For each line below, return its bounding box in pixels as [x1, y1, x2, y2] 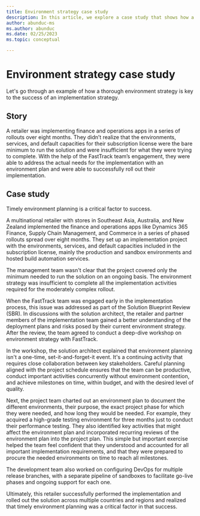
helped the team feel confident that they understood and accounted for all [6, 441, 189, 448]
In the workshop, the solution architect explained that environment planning [6, 347, 193, 354]
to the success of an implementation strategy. [6, 93, 119, 101]
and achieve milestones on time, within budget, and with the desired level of [6, 379, 194, 386]
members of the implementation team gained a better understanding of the [6, 316, 191, 324]
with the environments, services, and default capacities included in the [6, 242, 181, 249]
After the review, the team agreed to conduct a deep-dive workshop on [6, 329, 181, 336]
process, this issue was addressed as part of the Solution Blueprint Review [6, 303, 190, 310]
